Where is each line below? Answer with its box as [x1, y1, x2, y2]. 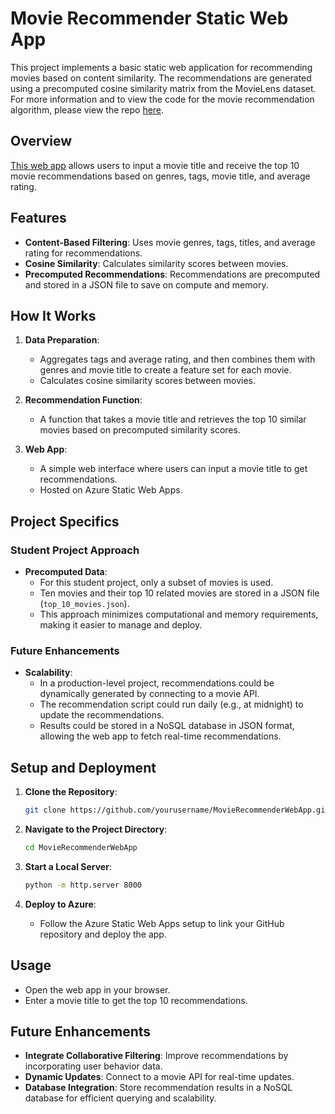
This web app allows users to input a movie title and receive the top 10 [10, 159, 300, 171]
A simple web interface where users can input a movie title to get [39, 463, 308, 475]
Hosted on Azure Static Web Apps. [39, 484, 183, 496]
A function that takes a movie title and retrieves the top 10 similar [39, 413, 307, 426]
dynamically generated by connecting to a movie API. [39, 688, 260, 700]
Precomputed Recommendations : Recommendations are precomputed [24, 268, 321, 280]
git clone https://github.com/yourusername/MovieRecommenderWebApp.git [24, 805, 330, 816]
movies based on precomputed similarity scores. [39, 424, 241, 436]
